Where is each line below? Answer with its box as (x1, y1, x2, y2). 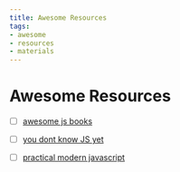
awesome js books (22, 116, 93, 127)
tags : (9, 22, 30, 31)
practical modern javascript (22, 152, 125, 163)
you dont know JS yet (22, 134, 104, 145)
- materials (9, 47, 54, 56)
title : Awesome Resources (9, 13, 107, 23)
